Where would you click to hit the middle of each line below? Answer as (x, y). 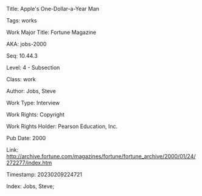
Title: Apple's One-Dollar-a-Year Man (53, 9)
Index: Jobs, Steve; (30, 186)
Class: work (21, 79)
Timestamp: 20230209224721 (44, 174)
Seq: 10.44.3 (22, 56)
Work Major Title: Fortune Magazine (51, 32)
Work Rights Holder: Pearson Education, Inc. (62, 126)
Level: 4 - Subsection (33, 67)
